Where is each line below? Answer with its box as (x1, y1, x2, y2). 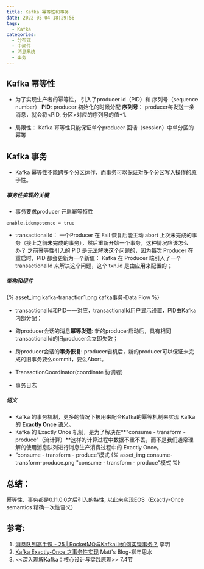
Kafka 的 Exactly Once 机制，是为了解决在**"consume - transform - (15, 429, 186, 436)
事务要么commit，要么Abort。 (31, 355, 107, 363)
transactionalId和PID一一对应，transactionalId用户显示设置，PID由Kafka (15, 306, 197, 314)
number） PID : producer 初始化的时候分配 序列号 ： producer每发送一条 (15, 103, 195, 111)
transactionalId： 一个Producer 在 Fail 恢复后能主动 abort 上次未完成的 (15, 231, 192, 239)
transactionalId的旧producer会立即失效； (15, 335, 119, 342)
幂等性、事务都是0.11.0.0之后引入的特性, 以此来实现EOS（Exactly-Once (6, 496, 185, 503)
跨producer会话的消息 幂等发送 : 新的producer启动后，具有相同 (15, 327, 172, 335)
